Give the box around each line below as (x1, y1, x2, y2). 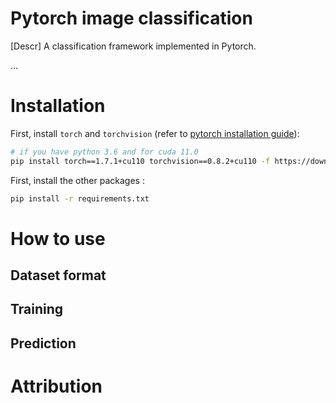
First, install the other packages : (10, 174, 145, 186)
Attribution (10, 375, 103, 398)
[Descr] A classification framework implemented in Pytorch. (10, 40, 257, 52)
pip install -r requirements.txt (10, 193, 150, 204)
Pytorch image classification (10, 7, 253, 30)
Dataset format (10, 267, 107, 284)
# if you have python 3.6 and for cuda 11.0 (10, 147, 199, 157)
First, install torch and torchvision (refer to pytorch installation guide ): (10, 127, 300, 139)
